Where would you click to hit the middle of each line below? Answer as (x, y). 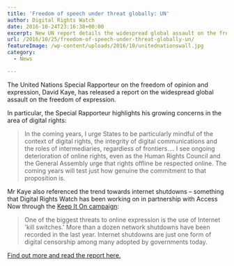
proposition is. (45, 178)
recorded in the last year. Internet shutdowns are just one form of (118, 234)
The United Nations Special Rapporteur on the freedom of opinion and (108, 85)
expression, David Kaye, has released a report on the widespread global (110, 92)
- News (23, 59)
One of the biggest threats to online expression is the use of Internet (122, 219)
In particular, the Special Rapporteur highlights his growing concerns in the (114, 113)
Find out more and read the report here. (64, 255)
